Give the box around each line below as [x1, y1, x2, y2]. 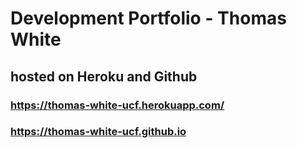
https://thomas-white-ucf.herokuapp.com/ [10, 98, 225, 112]
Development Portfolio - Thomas [10, 7, 287, 30]
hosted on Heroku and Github [10, 68, 198, 85]
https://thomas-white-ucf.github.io [10, 125, 187, 139]
